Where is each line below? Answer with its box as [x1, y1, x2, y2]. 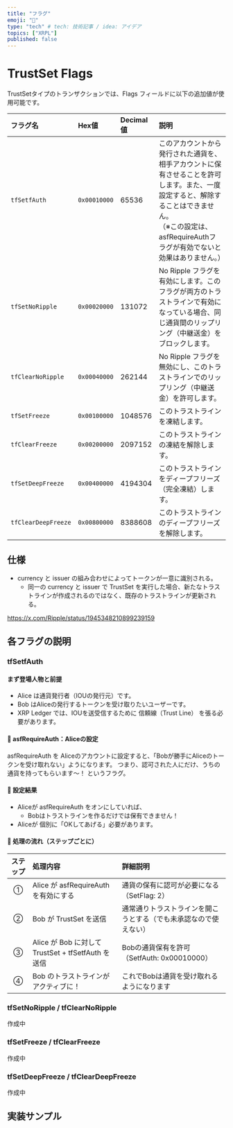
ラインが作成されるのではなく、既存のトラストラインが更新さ [33, 591, 210, 600]
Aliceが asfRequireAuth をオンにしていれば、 [17, 802, 146, 811]
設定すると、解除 [158, 191, 215, 200]
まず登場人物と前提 [7, 675, 62, 683]
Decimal [120, 115, 148, 125]
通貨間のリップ [165, 318, 215, 328]
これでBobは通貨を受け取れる [121, 971, 218, 981]
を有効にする [32, 891, 75, 900]
